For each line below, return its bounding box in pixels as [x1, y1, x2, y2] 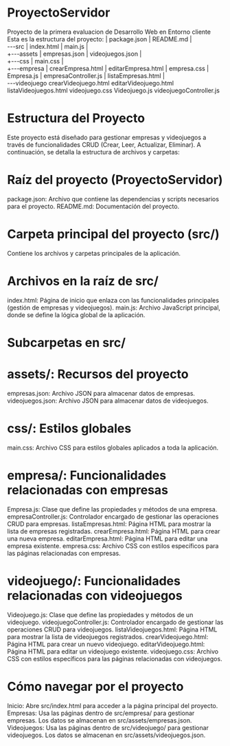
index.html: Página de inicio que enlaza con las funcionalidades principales [7, 296, 220, 304]
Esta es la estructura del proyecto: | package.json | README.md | [7, 34, 192, 43]
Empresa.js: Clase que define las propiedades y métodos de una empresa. [7, 505, 218, 513]
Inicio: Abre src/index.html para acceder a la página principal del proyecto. [7, 701, 218, 709]
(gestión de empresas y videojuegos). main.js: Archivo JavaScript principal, [7, 303, 221, 312]
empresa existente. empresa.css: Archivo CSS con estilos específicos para [7, 541, 219, 550]
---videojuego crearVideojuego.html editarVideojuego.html [7, 79, 174, 87]
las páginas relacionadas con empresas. [7, 549, 122, 557]
